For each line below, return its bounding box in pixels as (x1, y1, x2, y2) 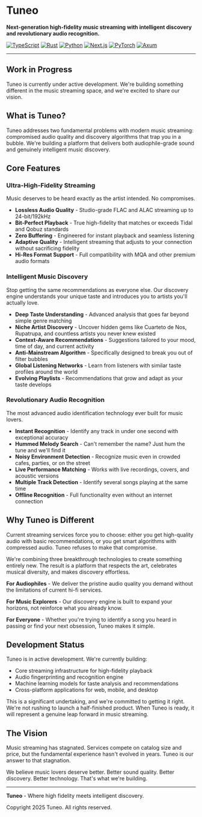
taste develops (14, 381, 52, 388)
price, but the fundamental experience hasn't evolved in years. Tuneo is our (6, 750, 194, 758)
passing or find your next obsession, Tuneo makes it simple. (6, 622, 155, 630)
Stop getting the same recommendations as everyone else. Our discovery (6, 286, 189, 293)
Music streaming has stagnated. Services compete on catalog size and (6, 744, 182, 752)
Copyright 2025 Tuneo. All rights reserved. (6, 804, 112, 811)
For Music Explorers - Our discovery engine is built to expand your (6, 598, 173, 605)
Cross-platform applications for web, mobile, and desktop (14, 686, 158, 694)
